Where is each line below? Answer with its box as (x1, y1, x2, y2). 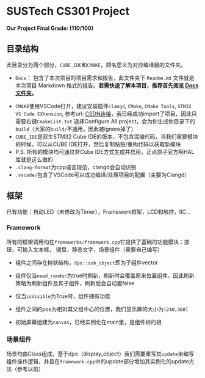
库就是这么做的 (15, 156, 53, 163)
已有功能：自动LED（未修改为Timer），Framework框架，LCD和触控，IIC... (6, 208, 191, 215)
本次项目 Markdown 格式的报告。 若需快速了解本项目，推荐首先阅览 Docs (15, 81, 199, 89)
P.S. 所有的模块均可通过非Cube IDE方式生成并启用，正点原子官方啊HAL (15, 148, 195, 155)
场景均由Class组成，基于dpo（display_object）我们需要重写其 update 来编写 (6, 350, 194, 358)
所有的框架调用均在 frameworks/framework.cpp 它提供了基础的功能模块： (6, 238, 184, 245)
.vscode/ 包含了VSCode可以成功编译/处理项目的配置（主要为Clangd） (15, 171, 190, 178)
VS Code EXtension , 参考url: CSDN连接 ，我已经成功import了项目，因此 (15, 110, 192, 117)
